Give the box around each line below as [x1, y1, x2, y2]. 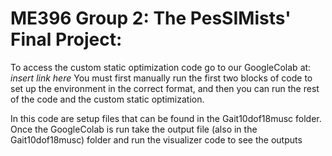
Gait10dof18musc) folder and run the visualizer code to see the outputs [10, 133, 303, 146]
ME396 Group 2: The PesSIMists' [10, 7, 292, 30]
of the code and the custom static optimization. [10, 93, 205, 105]
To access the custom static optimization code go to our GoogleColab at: [10, 61, 312, 73]
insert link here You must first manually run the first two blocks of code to [10, 72, 313, 84]
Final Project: [10, 28, 123, 51]
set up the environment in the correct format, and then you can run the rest [10, 82, 320, 94]
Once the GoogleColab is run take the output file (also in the [10, 123, 258, 135]
